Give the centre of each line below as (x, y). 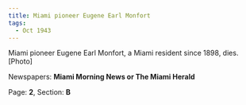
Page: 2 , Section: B (40, 92)
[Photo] (21, 61)
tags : (17, 23)
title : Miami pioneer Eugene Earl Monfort (79, 16)
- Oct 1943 (33, 30)
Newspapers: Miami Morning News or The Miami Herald (102, 77)
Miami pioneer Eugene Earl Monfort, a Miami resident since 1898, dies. (123, 53)
